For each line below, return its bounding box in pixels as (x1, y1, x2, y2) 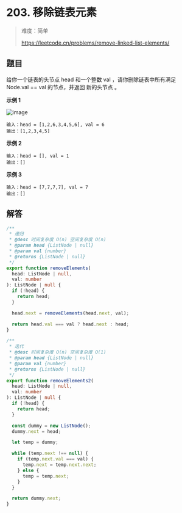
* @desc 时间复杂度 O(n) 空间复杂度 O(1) (9, 349, 107, 355)
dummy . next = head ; (12, 428, 61, 434)
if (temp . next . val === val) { (17, 456, 94, 462)
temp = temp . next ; (22, 473, 69, 479)
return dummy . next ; (12, 495, 61, 501)
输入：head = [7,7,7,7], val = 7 (6, 184, 88, 190)
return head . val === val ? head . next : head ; (12, 321, 130, 327)
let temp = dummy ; (12, 439, 59, 446)
